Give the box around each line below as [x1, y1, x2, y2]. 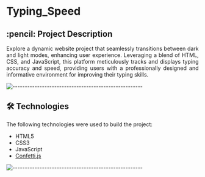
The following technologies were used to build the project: [6, 121, 153, 128]
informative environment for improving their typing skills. [6, 71, 149, 78]
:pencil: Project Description [6, 29, 113, 39]
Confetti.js [15, 152, 41, 159]
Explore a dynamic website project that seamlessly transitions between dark [6, 45, 199, 52]
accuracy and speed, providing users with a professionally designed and [6, 64, 199, 72]
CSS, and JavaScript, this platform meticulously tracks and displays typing [6, 58, 199, 65]
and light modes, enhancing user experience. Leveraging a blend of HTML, [6, 51, 199, 59]
